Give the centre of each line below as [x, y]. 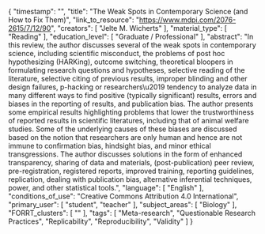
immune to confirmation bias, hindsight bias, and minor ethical [110, 146]
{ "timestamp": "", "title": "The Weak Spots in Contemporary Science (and [128, 11]
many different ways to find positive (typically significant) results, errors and [132, 95]
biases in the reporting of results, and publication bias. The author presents [131, 104]
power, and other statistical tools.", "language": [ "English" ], [106, 188]
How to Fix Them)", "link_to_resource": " [74, 20]
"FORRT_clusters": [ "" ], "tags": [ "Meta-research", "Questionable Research [132, 213]
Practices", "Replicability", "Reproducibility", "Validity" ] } [101, 221]
